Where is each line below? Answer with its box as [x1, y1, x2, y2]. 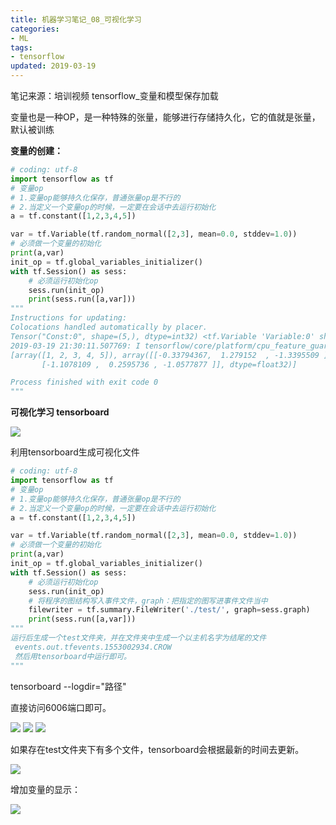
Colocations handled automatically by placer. [10, 322, 208, 332]
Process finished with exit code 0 [10, 377, 159, 388]
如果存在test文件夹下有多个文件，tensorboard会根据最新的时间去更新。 [10, 743, 305, 755]
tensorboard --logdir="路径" [10, 680, 127, 692]
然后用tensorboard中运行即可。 [14, 651, 132, 661]
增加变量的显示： [10, 783, 81, 795]
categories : [10, 24, 60, 34]
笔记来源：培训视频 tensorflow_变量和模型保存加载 [10, 90, 219, 101]
